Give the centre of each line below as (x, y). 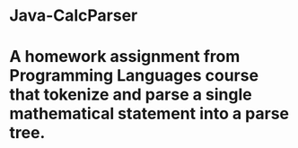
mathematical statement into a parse (149, 114)
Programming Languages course (134, 76)
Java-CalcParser (74, 16)
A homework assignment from (125, 57)
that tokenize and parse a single (131, 95)
